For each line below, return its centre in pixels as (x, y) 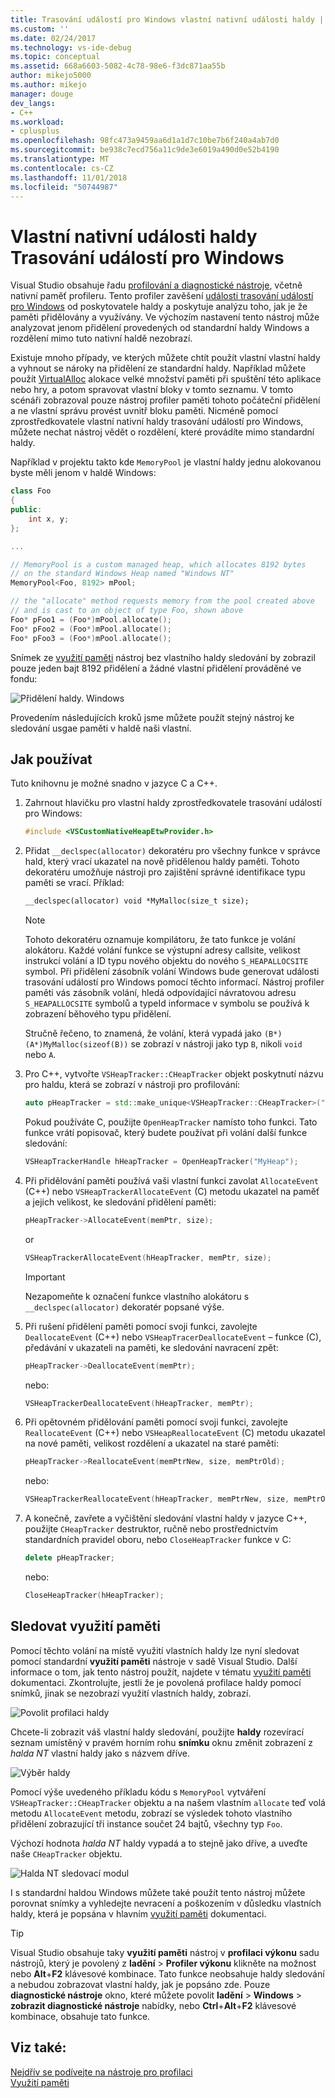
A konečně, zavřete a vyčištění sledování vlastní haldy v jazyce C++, (166, 1518)
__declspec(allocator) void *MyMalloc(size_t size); (137, 901)
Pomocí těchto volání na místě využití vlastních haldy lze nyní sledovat (155, 1650)
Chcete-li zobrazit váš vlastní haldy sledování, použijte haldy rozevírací (157, 1732)
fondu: (24, 678)
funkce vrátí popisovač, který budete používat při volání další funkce (166, 1132)
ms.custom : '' (40, 29)
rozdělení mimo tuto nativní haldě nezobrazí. (101, 338)
